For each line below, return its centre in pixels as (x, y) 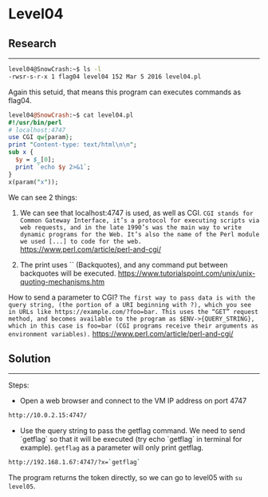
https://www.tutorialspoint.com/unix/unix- (187, 273)
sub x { (21, 153)
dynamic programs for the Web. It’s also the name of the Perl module (140, 234)
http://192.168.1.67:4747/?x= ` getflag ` (75, 463)
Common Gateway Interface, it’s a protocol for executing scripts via (140, 221)
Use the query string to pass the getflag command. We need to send (132, 431)
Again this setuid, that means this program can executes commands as (125, 92)
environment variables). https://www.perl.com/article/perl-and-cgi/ (121, 333)
